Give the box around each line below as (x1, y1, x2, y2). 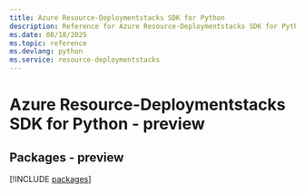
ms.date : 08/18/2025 (9, 30, 88, 39)
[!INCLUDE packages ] (9, 174, 92, 184)
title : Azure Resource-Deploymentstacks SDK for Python (9, 13, 225, 23)
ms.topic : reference (9, 38, 88, 48)
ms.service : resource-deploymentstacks (9, 55, 161, 64)
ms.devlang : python (9, 47, 84, 56)
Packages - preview (9, 150, 124, 165)
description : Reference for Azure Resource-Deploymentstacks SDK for (9, 22, 279, 31)
